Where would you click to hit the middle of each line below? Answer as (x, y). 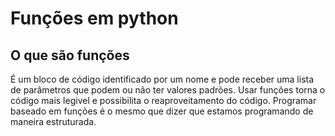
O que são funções (70, 55)
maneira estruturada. (53, 121)
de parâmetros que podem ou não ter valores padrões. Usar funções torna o (168, 90)
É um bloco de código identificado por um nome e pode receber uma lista (162, 79)
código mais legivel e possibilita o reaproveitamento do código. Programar (163, 100)
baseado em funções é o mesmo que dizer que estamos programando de (162, 111)
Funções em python (94, 18)
